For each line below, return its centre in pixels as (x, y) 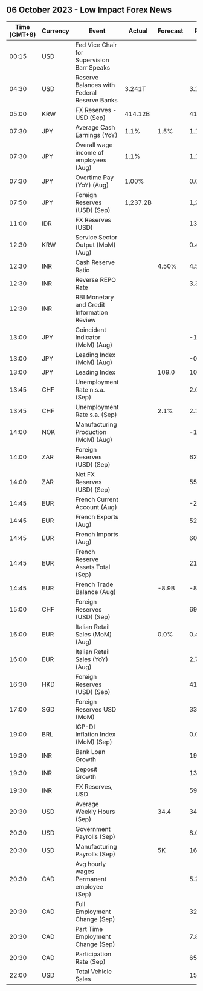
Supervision (92, 60)
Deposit (86, 769)
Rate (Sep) (90, 961)
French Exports (97, 516)
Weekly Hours (95, 812)
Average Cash (95, 127)
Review (85, 319)
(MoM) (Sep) (94, 742)
